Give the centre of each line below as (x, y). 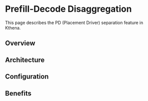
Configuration (27, 77)
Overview (20, 43)
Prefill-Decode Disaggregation (69, 9)
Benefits (18, 93)
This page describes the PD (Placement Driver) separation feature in (74, 23)
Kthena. (13, 27)
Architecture (25, 60)
